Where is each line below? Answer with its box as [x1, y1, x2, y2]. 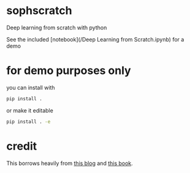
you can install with [6, 84, 55, 91]
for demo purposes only [6, 64, 131, 78]
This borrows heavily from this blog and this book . [6, 160, 133, 167]
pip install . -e [6, 119, 51, 125]
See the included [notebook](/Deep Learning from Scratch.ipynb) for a [6, 35, 184, 43]
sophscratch [6, 4, 72, 18]
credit [6, 139, 37, 153]
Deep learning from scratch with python [6, 24, 107, 31]
